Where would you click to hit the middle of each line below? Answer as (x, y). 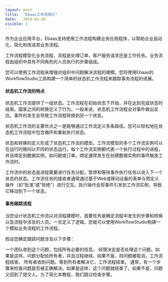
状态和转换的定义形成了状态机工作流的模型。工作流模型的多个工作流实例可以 (84, 143)
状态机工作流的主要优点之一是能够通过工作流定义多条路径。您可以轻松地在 (82, 126)
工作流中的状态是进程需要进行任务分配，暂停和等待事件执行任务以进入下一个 (84, 172)
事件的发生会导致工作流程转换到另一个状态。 (60, 115)
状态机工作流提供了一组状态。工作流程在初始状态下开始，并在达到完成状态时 (84, 103)
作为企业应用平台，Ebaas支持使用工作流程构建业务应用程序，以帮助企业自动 (84, 38)
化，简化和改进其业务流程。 (34, 45)
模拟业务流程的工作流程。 (36, 228)
